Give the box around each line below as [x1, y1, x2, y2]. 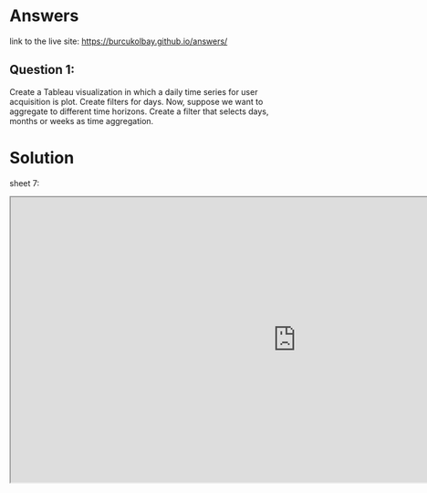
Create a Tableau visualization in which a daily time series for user [9, 86, 258, 97]
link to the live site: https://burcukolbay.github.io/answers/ [9, 36, 228, 47]
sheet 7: [9, 177, 39, 188]
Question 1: [9, 62, 76, 78]
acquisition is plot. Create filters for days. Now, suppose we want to [9, 96, 264, 107]
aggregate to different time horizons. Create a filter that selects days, [9, 106, 269, 117]
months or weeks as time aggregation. [9, 115, 154, 126]
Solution [9, 147, 75, 168]
